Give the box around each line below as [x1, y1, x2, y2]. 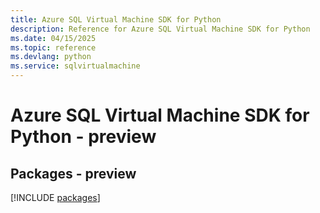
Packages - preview [10, 165, 137, 182]
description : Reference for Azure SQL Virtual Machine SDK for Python [10, 24, 311, 34]
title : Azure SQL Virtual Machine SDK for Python [10, 14, 222, 25]
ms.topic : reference [10, 42, 97, 53]
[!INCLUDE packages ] [10, 192, 101, 203]
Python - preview [10, 126, 157, 148]
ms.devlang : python [10, 52, 92, 62]
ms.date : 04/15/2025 [10, 33, 97, 43]
